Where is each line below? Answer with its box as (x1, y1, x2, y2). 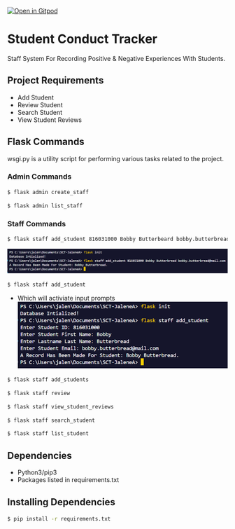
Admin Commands (7, 172, 72, 181)
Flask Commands (7, 136, 85, 148)
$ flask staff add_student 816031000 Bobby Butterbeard (7, 235, 173, 242)
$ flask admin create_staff (7, 188, 90, 195)
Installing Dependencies (7, 496, 115, 508)
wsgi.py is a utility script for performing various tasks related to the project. (7, 154, 224, 163)
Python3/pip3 (17, 468, 57, 476)
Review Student (17, 100, 63, 109)
